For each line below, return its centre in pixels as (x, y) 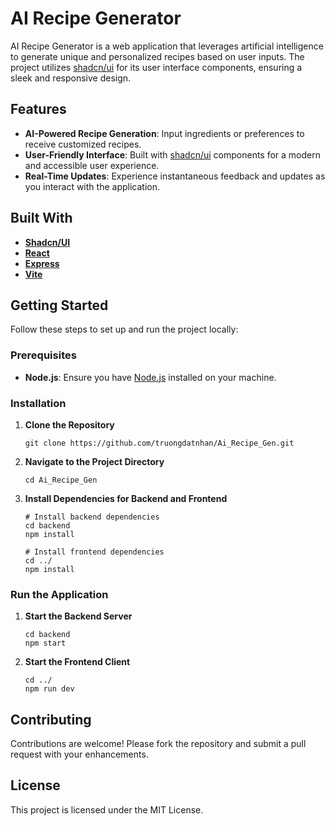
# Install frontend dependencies (94, 552)
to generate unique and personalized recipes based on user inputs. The (157, 56)
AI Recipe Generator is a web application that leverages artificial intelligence (167, 46)
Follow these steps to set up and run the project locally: (124, 329)
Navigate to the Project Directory (94, 461)
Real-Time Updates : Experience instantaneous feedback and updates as (175, 176)
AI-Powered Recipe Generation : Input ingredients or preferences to (164, 133)
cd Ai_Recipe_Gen (61, 480)
